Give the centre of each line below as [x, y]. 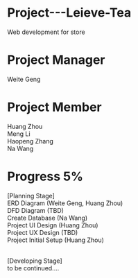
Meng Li [19, 134]
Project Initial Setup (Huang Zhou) [55, 240]
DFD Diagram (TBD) [36, 210]
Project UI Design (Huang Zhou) [53, 225]
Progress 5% [45, 176]
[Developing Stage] [35, 261]
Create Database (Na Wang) [48, 218]
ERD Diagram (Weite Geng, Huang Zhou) [65, 203]
